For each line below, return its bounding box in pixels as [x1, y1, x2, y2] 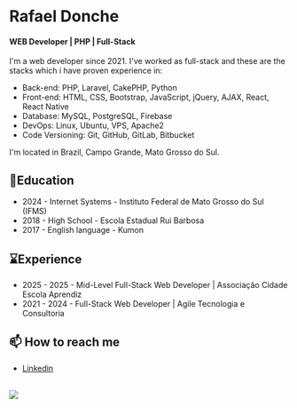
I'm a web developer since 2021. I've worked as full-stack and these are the [9, 56, 285, 67]
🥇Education [9, 172, 74, 188]
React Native [21, 101, 69, 112]
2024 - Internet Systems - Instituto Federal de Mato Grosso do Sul [21, 196, 264, 207]
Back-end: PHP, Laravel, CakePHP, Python [21, 83, 177, 93]
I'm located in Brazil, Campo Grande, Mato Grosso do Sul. [9, 147, 220, 157]
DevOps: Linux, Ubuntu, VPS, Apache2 [21, 120, 164, 131]
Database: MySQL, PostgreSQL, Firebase [21, 111, 173, 122]
